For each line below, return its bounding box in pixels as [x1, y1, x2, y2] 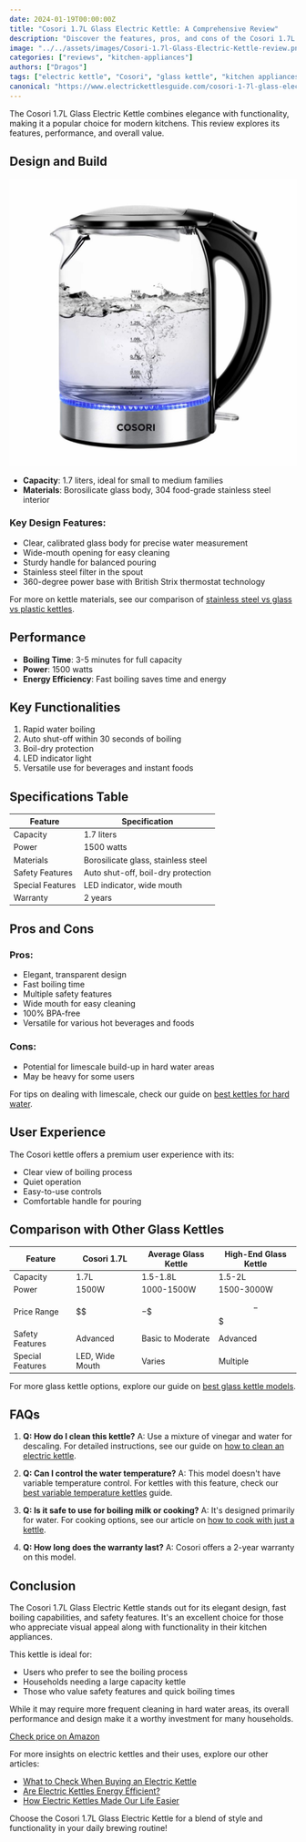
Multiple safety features [22, 988, 112, 999]
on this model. [22, 1551, 76, 1562]
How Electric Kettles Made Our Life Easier [22, 1796, 180, 1806]
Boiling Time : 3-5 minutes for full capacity [22, 654, 182, 665]
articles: [9, 1758, 40, 1769]
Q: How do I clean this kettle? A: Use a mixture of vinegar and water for [22, 1431, 293, 1442]
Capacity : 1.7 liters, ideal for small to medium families [22, 475, 224, 486]
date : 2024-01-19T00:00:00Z [9, 15, 117, 24]
